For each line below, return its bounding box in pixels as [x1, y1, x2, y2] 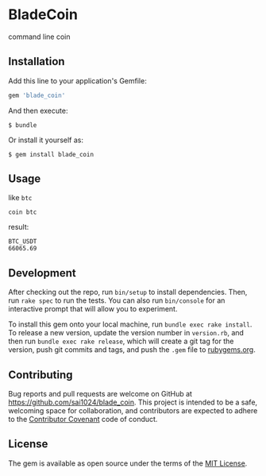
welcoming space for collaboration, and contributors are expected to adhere [8, 406, 258, 416]
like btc [8, 193, 33, 203]
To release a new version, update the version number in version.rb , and [8, 328, 245, 338]
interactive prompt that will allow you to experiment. [8, 304, 178, 314]
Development [8, 266, 77, 280]
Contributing [8, 368, 73, 381]
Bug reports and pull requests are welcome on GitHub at [8, 389, 193, 399]
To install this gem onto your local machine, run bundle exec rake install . [8, 319, 253, 329]
